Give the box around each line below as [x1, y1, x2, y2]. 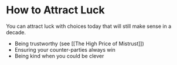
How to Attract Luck [6, 3, 105, 17]
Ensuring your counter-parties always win [14, 46, 116, 53]
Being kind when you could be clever [14, 52, 104, 59]
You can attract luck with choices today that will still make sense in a [6, 23, 172, 30]
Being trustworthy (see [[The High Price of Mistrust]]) [14, 40, 145, 47]
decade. [6, 28, 26, 35]
